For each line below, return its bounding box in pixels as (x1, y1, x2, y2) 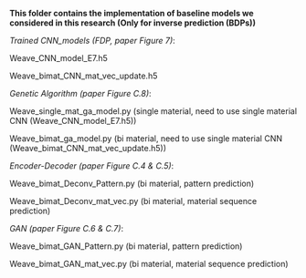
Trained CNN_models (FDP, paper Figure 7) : (9, 36, 175, 46)
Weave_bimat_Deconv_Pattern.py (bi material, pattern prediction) (9, 178, 255, 189)
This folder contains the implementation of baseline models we (9, 8, 254, 18)
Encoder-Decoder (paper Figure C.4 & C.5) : (9, 160, 174, 171)
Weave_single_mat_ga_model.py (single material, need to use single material (9, 106, 298, 117)
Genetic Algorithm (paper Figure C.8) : (9, 88, 153, 98)
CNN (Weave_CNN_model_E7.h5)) (9, 116, 137, 126)
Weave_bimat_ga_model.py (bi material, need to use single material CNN (9, 133, 283, 144)
